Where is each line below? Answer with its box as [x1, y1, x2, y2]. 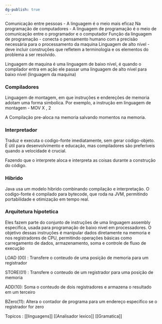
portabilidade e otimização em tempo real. [5, 196, 90, 202]
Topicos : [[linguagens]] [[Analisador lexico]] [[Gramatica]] [5, 313, 122, 319]
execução [5, 245, 25, 251]
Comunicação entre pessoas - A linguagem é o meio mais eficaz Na [5, 20, 141, 26]
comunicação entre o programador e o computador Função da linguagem [5, 31, 152, 37]
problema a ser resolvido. [5, 52, 56, 57]
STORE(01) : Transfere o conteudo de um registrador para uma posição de [5, 269, 154, 275]
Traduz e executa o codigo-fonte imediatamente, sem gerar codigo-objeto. [5, 137, 155, 144]
